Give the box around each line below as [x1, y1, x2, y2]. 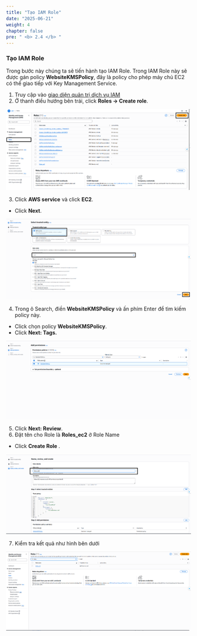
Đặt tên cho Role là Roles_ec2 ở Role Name [14, 431, 120, 438]
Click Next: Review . [14, 425, 63, 432]
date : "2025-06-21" [6, 15, 54, 22]
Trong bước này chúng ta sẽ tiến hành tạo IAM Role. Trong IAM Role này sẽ [6, 67, 188, 74]
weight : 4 [6, 22, 30, 28]
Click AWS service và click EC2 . [14, 196, 94, 203]
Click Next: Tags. [14, 329, 57, 336]
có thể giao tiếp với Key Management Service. [6, 80, 117, 87]
